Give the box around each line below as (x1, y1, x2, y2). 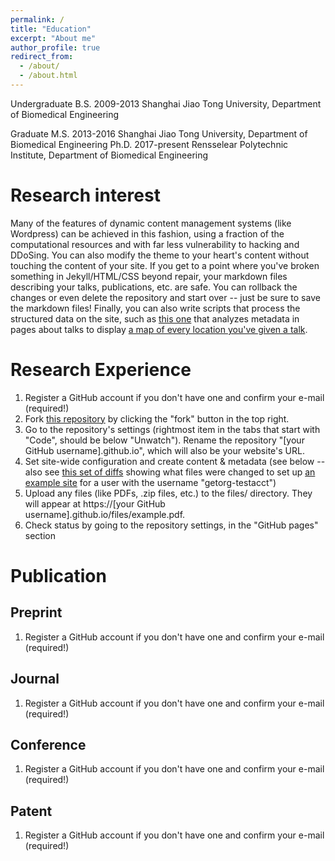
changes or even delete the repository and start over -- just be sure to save (10, 291, 321, 303)
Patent (10, 802, 53, 820)
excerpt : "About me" (10, 33, 97, 43)
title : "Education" (10, 24, 92, 34)
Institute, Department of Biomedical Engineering (10, 149, 209, 161)
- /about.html (19, 71, 78, 81)
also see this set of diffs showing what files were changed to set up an (24, 466, 316, 478)
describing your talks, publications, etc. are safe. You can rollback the (10, 281, 298, 293)
